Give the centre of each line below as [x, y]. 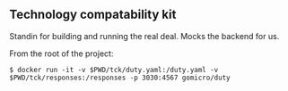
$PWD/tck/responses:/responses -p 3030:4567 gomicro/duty [120, 78]
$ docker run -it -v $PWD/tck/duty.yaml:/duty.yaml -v [114, 70]
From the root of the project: [61, 54]
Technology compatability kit [93, 15]
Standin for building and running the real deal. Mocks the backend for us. [144, 36]
